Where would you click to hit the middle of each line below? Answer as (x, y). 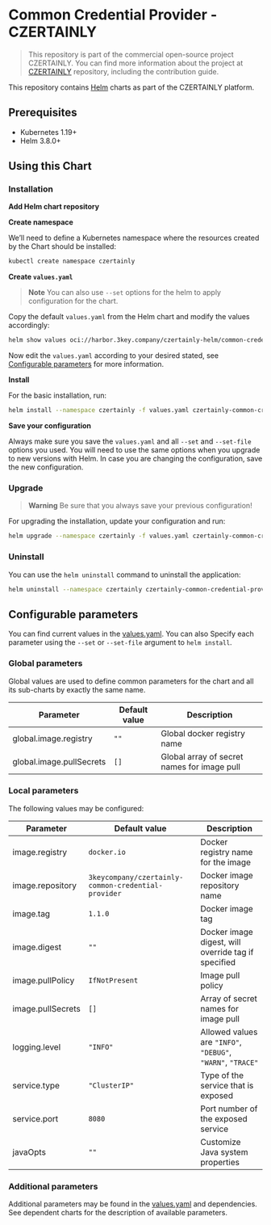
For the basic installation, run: (58, 396)
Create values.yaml (41, 277)
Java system (224, 1151)
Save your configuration (50, 426)
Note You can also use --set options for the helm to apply (125, 293)
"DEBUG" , (216, 1052)
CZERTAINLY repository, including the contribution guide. (123, 71)
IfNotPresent (113, 980)
